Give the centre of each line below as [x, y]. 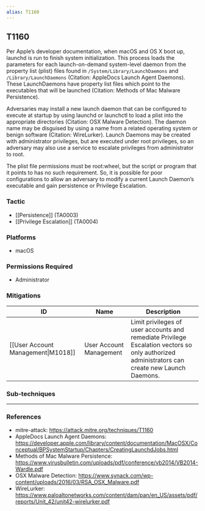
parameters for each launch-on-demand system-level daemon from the [96, 64]
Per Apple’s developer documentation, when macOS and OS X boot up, [95, 51]
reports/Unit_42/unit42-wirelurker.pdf [63, 502]
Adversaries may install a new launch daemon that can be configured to [97, 109]
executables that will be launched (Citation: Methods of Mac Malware [93, 91]
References [24, 417]
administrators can [158, 360]
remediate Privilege [159, 337]
